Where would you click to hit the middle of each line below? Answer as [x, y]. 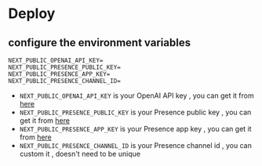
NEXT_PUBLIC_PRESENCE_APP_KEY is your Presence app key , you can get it [136, 129]
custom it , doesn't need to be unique [80, 154]
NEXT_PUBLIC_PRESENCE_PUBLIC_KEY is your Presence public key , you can [135, 112]
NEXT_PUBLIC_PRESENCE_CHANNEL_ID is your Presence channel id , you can [136, 145]
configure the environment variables [99, 43]
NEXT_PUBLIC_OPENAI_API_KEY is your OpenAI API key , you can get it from [136, 96]
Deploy [32, 14]
